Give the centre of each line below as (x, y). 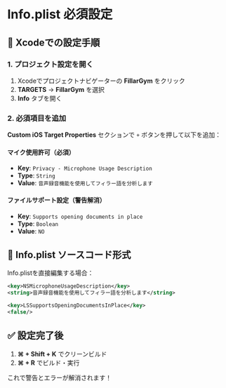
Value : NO (31, 231)
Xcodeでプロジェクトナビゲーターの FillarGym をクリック (101, 81)
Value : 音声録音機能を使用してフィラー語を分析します (85, 183)
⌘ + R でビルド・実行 (48, 363)
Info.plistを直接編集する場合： (51, 273)
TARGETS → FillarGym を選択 (61, 89)
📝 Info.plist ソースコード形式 (69, 254)
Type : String (36, 175)
